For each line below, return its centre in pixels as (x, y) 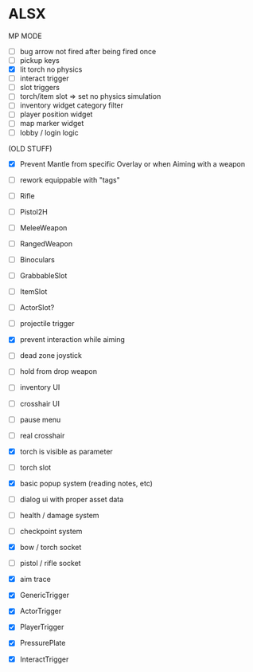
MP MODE (25, 36)
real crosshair (42, 435)
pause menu (40, 419)
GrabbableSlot (43, 275)
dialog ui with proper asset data (72, 499)
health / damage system (59, 515)
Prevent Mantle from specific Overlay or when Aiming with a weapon (132, 163)
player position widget (56, 114)
